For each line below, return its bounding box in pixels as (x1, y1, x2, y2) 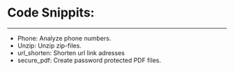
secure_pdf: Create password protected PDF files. (17, 56, 162, 64)
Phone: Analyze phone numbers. (17, 34, 111, 42)
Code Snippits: (7, 5, 95, 21)
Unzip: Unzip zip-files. (17, 41, 82, 50)
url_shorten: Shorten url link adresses (17, 48, 125, 57)
